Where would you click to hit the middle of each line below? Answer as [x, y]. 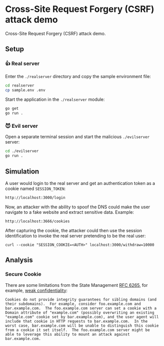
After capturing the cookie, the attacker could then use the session [74, 230]
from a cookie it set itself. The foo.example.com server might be [78, 330]
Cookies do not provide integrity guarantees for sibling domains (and [81, 299]
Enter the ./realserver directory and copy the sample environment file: [78, 76]
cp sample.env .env [25, 90]
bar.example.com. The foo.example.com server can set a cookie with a [81, 308]
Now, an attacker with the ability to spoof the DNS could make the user [78, 207]
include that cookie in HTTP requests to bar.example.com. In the [77, 321]
